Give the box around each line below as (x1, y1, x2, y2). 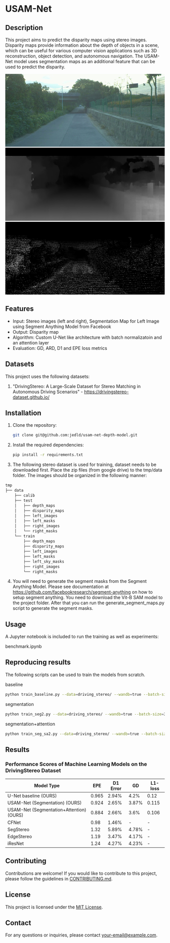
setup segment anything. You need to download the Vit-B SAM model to (12, 595, 163, 601)
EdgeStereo (7, 834, 32, 840)
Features (5, 305, 34, 313)
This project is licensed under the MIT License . (5, 904, 103, 910)
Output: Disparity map (12, 329, 59, 335)
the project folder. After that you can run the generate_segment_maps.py (12, 600, 164, 606)
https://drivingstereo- (84, 389, 129, 395)
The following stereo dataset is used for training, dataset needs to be (12, 461, 157, 468)
